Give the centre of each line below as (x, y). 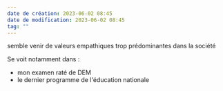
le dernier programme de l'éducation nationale (83, 80)
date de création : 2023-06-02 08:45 (60, 13)
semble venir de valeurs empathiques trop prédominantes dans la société (111, 46)
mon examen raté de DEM (54, 72)
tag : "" (18, 26)
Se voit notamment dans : (43, 59)
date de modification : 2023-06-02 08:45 (66, 20)
